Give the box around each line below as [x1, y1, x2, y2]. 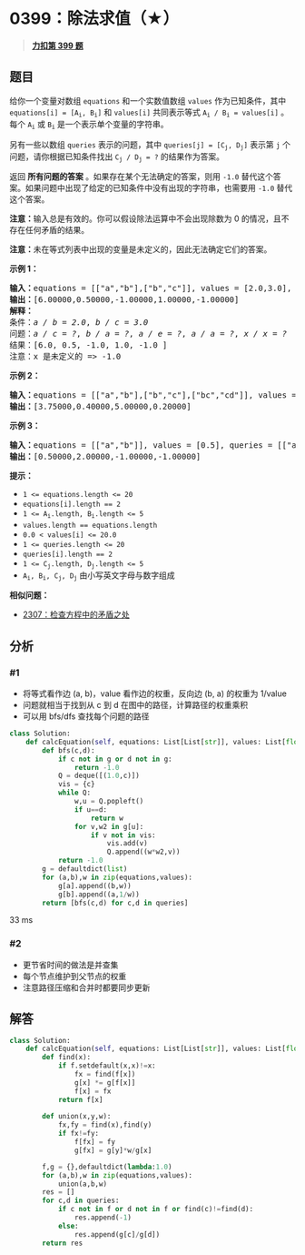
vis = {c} [57, 780, 95, 789]
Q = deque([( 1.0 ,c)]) [57, 771, 141, 781]
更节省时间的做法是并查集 [22, 959, 119, 970]
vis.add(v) [106, 839, 148, 848]
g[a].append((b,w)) [57, 881, 132, 890]
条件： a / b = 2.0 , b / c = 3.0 [9, 318, 149, 328]
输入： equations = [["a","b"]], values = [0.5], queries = [9, 440, 273, 450]
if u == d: [74, 805, 107, 815]
